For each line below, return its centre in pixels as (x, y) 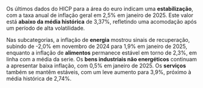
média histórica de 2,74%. (39, 79)
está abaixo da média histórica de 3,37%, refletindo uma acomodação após (101, 22)
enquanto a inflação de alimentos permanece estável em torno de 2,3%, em (101, 53)
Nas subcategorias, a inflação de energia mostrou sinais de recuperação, (98, 40)
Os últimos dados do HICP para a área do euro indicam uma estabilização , (100, 9)
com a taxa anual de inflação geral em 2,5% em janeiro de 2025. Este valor (100, 15)
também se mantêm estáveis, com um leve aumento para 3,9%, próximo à (99, 72)
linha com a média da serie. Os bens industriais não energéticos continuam (101, 59)
